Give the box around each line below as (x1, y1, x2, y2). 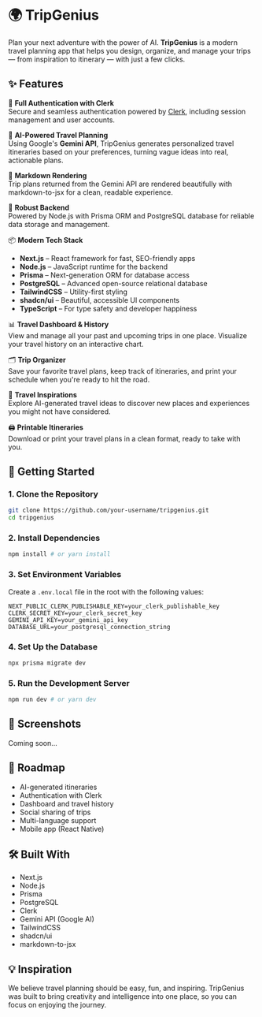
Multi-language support (19, 815, 97, 825)
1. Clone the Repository (8, 489, 98, 500)
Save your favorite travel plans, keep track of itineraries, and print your (8, 366, 238, 375)
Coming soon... (8, 738, 57, 747)
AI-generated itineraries (19, 782, 98, 792)
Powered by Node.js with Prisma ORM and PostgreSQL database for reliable (8, 210, 255, 221)
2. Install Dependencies (8, 533, 101, 544)
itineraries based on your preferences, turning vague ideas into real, (8, 147, 229, 156)
